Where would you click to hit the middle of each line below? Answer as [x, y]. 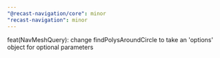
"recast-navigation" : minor [48, 20]
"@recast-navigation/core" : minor [57, 13]
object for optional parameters [50, 47]
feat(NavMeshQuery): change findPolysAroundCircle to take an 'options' [110, 39]
